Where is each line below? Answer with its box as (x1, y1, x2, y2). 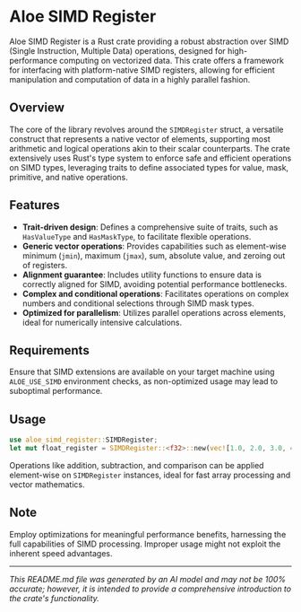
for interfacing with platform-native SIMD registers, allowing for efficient (9, 65, 275, 75)
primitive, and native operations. (9, 171, 128, 182)
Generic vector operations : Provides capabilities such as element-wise (21, 240, 287, 251)
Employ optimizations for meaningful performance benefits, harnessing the (9, 529, 287, 539)
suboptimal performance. (9, 386, 103, 397)
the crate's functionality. (9, 592, 100, 603)
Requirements (9, 343, 90, 358)
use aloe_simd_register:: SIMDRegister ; (9, 435, 159, 445)
